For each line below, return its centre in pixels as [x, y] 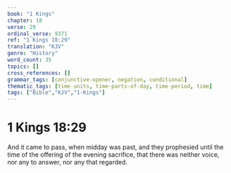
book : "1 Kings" [31, 14]
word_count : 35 [30, 60]
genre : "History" [33, 54]
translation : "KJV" [36, 47]
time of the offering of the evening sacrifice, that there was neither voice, [113, 155]
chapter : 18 [25, 20]
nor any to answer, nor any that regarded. [68, 162]
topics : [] [23, 66]
